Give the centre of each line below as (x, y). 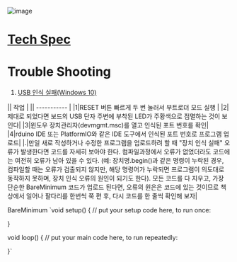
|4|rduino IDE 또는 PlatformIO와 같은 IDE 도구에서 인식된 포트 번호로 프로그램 (115, 134)
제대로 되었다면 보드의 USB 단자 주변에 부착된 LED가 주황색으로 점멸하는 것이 (114, 116)
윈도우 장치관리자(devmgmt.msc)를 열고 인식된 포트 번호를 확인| (120, 125)
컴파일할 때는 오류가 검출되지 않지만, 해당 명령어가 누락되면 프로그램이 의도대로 (116, 169)
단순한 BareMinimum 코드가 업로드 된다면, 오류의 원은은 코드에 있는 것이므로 (113, 187)
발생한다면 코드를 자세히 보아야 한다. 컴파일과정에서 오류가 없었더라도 (116, 152)
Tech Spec (39, 40)
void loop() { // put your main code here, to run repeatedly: (93, 238)
